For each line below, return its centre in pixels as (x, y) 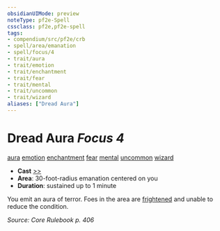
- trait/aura (26, 59)
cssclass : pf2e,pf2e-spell (46, 26)
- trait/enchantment (37, 71)
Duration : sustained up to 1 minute (67, 185)
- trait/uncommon (32, 91)
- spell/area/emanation (42, 46)
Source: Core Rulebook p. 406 (51, 220)
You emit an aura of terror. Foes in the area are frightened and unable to (110, 199)
